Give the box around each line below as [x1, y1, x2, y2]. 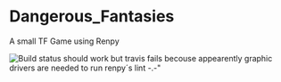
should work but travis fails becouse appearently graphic [62, 53, 273, 63]
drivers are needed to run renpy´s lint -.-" [9, 62, 161, 73]
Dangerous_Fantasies [9, 6, 175, 27]
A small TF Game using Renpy [9, 36, 120, 46]
